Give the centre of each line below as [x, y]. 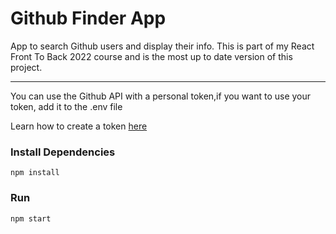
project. [26, 67]
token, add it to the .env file [66, 106]
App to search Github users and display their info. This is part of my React [162, 46]
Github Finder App [88, 18]
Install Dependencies [63, 152]
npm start [31, 218]
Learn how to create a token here [79, 126]
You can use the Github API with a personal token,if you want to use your [161, 96]
